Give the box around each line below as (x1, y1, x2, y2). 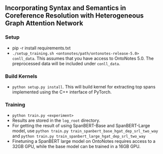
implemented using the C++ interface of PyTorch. (12, 89, 112, 95)
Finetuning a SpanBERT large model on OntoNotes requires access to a (12, 138, 156, 144)
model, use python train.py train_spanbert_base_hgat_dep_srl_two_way (12, 128, 159, 134)
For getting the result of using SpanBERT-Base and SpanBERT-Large (12, 123, 150, 129)
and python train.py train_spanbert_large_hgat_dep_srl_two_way (12, 133, 146, 139)
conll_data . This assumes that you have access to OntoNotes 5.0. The (12, 55, 154, 61)
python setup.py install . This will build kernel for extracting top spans (12, 84, 156, 89)
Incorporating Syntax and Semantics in (5, 4, 126, 12)
